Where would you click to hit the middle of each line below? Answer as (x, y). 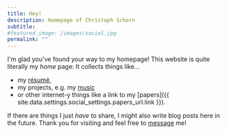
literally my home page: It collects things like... (73, 67)
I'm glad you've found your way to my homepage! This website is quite (109, 59)
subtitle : (22, 26)
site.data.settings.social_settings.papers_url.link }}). (91, 102)
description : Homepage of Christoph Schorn (71, 20)
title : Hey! (24, 14)
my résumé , (34, 80)
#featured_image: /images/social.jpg (62, 33)
